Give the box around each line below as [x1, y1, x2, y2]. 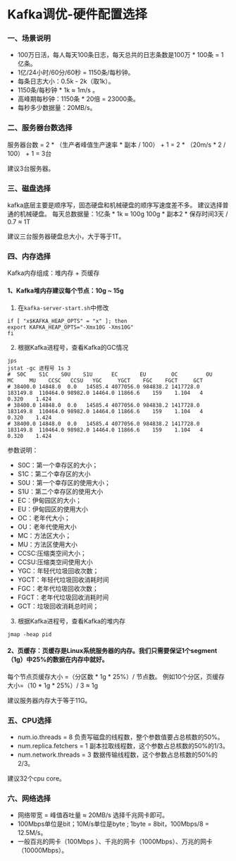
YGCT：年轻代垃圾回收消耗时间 [17, 575, 109, 584]
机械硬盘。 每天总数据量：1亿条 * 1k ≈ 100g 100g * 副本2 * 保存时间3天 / [19, 209, 228, 219]
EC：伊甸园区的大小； [17, 496, 82, 504]
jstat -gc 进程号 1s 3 [7, 365, 71, 372]
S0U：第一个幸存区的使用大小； [17, 478, 111, 487]
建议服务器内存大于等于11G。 [7, 696, 92, 704]
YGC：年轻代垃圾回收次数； [17, 566, 99, 575]
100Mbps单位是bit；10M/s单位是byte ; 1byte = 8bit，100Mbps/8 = [17, 819, 210, 829]
